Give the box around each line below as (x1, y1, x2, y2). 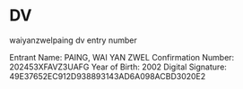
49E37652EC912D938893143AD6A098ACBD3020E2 (9, 70, 206, 81)
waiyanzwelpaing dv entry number (9, 35, 137, 45)
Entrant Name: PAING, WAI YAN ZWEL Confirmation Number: (9, 52, 235, 62)
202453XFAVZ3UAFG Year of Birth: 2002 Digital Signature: (9, 61, 227, 72)
